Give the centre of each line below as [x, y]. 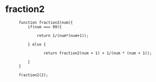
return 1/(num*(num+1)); [63, 35]
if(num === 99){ [45, 27]
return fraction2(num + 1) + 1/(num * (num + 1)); [98, 53]
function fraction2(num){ [46, 22]
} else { [37, 44]
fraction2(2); [33, 75]
